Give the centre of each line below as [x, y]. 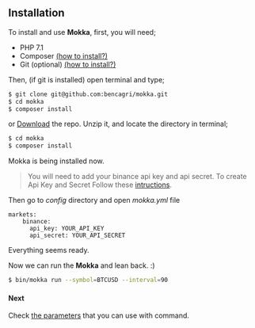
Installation [36, 13]
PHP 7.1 [31, 48]
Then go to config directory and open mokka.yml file [94, 200]
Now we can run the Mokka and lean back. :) [82, 265]
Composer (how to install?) [64, 55]
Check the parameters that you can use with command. [99, 315]
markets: [23, 215]
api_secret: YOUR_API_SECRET [77, 236]
